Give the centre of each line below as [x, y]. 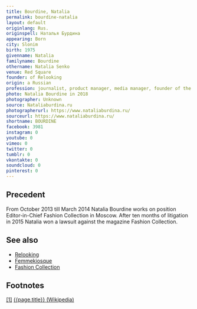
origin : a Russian [29, 83]
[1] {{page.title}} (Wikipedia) [40, 300]
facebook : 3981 [25, 127]
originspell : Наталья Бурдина [43, 34]
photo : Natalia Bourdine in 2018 [47, 94]
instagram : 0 [22, 133]
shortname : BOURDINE [32, 122]
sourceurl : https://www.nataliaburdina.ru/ [60, 116]
